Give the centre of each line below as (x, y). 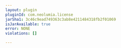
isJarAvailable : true (28, 24)
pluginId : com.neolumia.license (39, 15)
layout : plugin (21, 10)
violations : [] (21, 33)
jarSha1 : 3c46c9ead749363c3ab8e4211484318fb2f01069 (60, 19)
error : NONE (18, 29)
